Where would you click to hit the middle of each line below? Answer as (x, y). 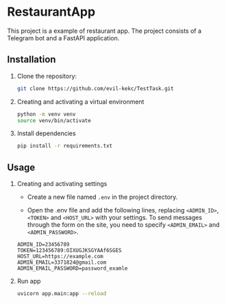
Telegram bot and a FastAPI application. (63, 38)
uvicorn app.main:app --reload (62, 294)
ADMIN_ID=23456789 (43, 245)
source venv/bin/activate (54, 120)
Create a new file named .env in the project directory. (102, 197)
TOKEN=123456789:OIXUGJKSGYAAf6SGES (69, 251)
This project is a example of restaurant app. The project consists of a (104, 31)
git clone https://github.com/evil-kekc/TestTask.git (95, 88)
